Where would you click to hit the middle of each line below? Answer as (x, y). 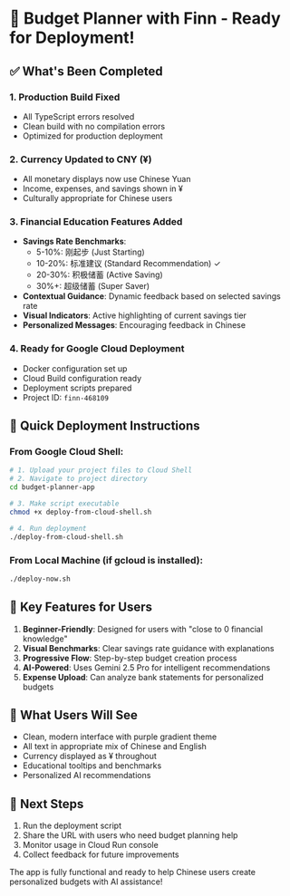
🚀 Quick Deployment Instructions (105, 426)
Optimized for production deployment (92, 136)
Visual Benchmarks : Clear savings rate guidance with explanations (148, 648)
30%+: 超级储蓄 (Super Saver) (93, 286)
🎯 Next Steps (47, 804)
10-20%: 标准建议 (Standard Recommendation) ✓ (128, 264)
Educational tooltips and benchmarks (92, 766)
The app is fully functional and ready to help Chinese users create (133, 872)
